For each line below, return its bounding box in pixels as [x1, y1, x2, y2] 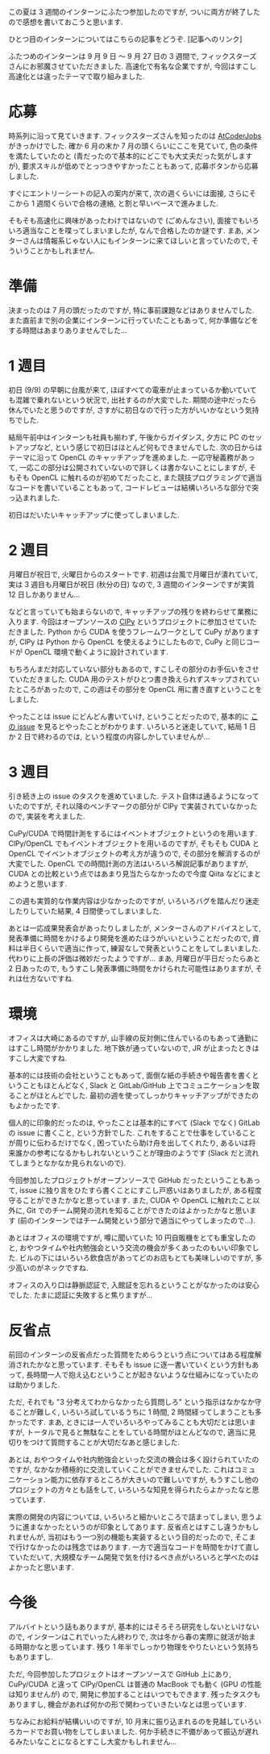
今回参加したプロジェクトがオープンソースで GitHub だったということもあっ [8, 1175, 261, 1185]
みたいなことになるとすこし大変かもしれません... [15, 1736, 177, 1746]
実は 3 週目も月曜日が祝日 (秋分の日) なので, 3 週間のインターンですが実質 [8, 579, 255, 589]
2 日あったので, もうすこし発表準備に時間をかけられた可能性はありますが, [8, 963, 254, 973]
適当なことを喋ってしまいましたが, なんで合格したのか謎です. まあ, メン [22, 225, 260, 235]
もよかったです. [8, 1100, 60, 1110]
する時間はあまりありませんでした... [8, 325, 127, 335]
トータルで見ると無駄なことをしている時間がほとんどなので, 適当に [26, 1427, 249, 1437]
